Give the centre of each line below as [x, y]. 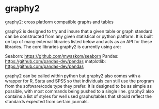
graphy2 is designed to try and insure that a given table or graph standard [79, 31]
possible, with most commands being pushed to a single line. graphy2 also [79, 91]
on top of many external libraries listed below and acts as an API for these [79, 41]
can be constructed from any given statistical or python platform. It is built [79, 36]
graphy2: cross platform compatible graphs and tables [59, 22]
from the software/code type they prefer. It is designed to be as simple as [78, 86]
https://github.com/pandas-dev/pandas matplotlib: [56, 61]
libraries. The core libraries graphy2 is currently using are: [63, 47]
